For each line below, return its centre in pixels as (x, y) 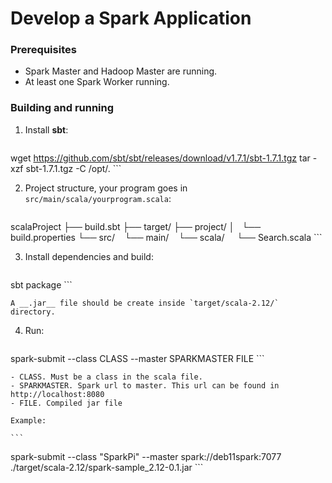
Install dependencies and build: (89, 256)
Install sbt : (46, 129)
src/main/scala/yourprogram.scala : (98, 198)
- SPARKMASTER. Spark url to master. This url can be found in (145, 385)
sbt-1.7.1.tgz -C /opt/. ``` (73, 168)
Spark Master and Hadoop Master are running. (121, 71)
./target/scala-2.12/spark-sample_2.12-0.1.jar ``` (107, 467)
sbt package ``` (41, 284)
